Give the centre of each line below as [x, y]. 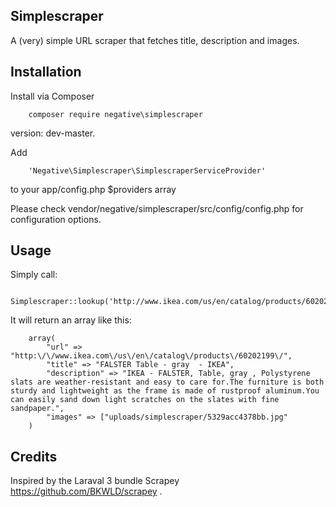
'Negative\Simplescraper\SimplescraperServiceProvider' [147, 170]
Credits [34, 456]
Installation [46, 72]
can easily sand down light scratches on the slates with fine [145, 400]
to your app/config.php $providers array [93, 189]
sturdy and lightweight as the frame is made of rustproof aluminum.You [165, 391]
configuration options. [56, 219]
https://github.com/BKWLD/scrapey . [86, 491]
